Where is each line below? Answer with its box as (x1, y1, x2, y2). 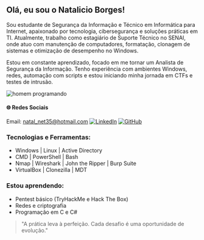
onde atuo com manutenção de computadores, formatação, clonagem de (6, 40, 191, 48)
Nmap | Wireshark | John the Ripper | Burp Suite (15, 160, 137, 167)
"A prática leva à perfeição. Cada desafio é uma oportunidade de (21, 220, 185, 227)
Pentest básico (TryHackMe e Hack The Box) (15, 195, 129, 203)
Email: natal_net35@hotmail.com (6, 118, 88, 125)
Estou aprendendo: (6, 182, 65, 190)
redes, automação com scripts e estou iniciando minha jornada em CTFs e (6, 71, 193, 79)
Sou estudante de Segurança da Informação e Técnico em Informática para (6, 21, 195, 28)
